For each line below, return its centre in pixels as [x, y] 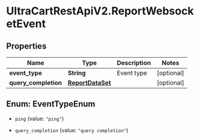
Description [134, 63]
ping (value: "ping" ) [39, 118]
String [77, 73]
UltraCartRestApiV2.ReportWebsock [100, 11]
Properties [26, 46]
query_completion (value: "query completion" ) [71, 130]
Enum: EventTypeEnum [51, 104]
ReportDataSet [89, 83]
